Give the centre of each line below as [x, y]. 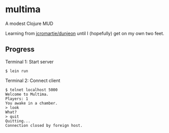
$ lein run [17, 71]
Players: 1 [17, 99]
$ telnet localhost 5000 [31, 90]
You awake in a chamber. [31, 103]
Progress [20, 49]
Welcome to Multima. [27, 94]
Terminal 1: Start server [29, 62]
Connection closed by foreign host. [44, 125]
